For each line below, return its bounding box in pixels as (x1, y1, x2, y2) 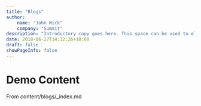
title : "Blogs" (6, 8, 44, 15)
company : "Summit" (17, 25, 63, 32)
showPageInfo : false (6, 48, 58, 54)
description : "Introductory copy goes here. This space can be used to (6, 31, 188, 37)
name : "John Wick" (17, 20, 63, 26)
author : (6, 14, 26, 20)
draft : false (6, 42, 39, 48)
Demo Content (6, 73, 80, 86)
